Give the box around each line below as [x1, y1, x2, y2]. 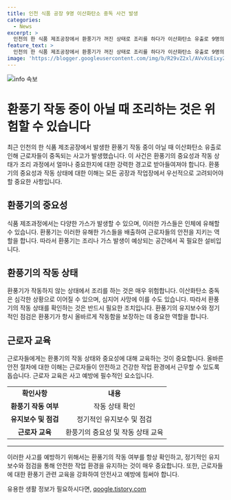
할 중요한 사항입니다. [7, 177, 63, 186]
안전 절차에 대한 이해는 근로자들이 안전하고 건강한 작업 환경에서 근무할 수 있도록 [7, 363, 220, 371]
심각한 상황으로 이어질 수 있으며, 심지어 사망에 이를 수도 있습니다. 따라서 [14, 295, 207, 303]
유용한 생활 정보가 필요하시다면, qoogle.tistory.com [7, 485, 146, 493]
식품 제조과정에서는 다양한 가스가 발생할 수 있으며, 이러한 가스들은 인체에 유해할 [7, 219, 220, 228]
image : [7, 55, 26, 62]
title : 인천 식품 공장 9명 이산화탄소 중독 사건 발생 [7, 10, 139, 17]
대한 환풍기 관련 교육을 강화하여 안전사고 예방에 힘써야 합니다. [14, 470, 180, 479]
